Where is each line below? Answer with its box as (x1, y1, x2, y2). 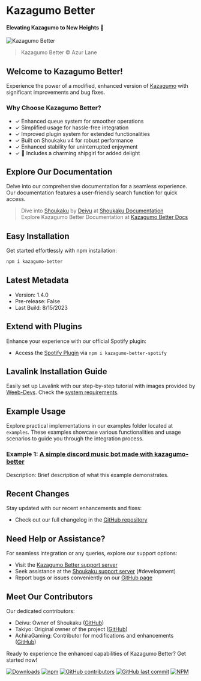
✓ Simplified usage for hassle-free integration (14, 124, 129, 131)
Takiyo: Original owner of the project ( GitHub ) (14, 625, 128, 632)
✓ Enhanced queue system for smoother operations (14, 117, 144, 125)
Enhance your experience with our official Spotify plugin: (6, 337, 147, 345)
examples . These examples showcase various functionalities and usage (6, 428, 181, 436)
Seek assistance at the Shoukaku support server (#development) (14, 568, 176, 575)
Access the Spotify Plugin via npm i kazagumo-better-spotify (14, 349, 167, 356)
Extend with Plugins (6, 321, 83, 331)
